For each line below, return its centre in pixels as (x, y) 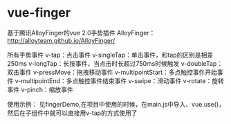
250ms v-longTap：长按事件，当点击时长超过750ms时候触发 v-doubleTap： (115, 63)
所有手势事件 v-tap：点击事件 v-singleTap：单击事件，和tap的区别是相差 (110, 55)
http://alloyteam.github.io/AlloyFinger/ (61, 40)
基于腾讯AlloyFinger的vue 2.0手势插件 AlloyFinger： (81, 33)
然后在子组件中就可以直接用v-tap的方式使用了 (72, 113)
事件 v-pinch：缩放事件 (40, 89)
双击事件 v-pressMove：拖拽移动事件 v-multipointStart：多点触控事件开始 (112, 72)
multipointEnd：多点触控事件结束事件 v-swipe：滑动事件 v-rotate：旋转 (122, 80)
